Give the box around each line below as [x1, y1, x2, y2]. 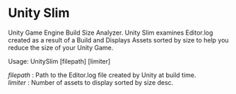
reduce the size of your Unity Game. [8, 43, 114, 52]
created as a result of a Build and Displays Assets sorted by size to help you [8, 35, 229, 44]
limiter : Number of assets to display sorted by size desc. [8, 78, 174, 86]
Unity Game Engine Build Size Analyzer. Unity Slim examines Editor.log [8, 28, 213, 37]
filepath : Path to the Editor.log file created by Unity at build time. [8, 71, 196, 79]
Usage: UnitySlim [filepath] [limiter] [8, 57, 111, 65]
